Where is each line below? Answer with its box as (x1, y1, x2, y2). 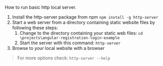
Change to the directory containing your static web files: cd (19, 30, 143, 36)
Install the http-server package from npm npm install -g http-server (12, 14, 158, 20)
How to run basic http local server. (5, 5, 77, 10)
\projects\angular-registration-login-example (19, 35, 120, 40)
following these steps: (12, 25, 59, 31)
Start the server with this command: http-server (19, 40, 121, 46)
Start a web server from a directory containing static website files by (12, 20, 155, 25)
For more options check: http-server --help (17, 55, 110, 61)
